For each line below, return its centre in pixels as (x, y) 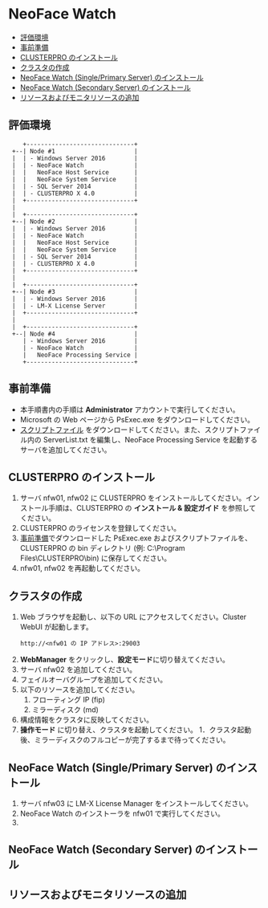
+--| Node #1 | (75, 151)
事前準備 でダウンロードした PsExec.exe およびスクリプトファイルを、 (136, 538)
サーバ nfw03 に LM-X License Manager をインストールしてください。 (136, 803)
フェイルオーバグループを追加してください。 (93, 680)
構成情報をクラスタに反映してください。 (87, 720)
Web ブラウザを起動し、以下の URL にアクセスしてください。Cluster (133, 617)
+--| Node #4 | (75, 334)
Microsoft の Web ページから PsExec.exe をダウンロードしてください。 (137, 419)
